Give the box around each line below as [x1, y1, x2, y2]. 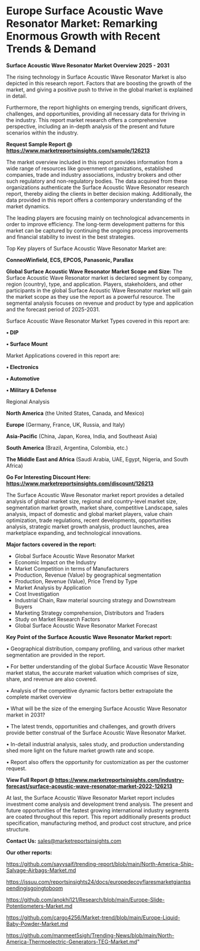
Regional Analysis [6, 398, 50, 405]
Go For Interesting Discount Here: [6, 473, 91, 480]
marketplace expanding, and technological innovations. [6, 529, 142, 536]
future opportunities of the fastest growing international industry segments [6, 806, 189, 814]
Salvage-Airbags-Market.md [6, 866, 76, 874]
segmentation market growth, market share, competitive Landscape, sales [6, 504, 188, 511]
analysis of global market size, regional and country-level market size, [6, 498, 178, 505]
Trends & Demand [6, 42, 96, 56]
